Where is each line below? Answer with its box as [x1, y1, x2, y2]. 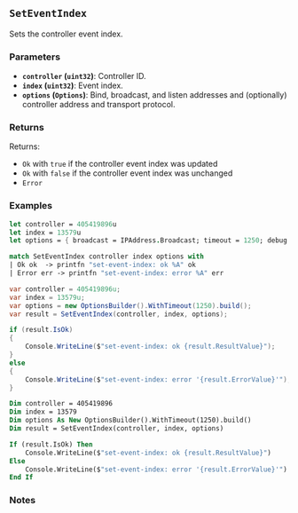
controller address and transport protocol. [21, 99, 176, 110]
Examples [9, 200, 53, 212]
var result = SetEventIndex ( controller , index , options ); [9, 310, 228, 319]
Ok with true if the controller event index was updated [21, 159, 218, 170]
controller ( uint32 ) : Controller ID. [21, 71, 146, 82]
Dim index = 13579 [9, 407, 77, 416]
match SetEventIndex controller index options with [9, 252, 204, 261]
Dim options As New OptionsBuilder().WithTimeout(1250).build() [9, 416, 252, 425]
